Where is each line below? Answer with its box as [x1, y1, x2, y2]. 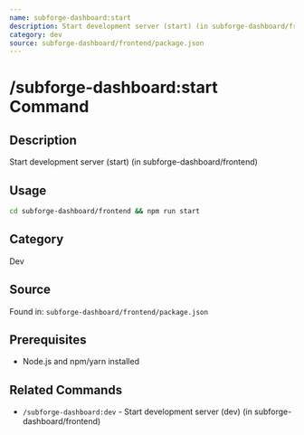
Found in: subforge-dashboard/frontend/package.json [9, 306, 209, 317]
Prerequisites [9, 332, 87, 347]
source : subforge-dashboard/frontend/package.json [9, 38, 204, 48]
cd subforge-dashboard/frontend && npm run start [9, 207, 201, 216]
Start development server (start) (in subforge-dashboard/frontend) [9, 156, 258, 167]
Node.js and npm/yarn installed [22, 356, 140, 367]
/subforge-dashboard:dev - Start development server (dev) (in [22, 406, 253, 417]
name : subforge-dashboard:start [9, 13, 131, 23]
